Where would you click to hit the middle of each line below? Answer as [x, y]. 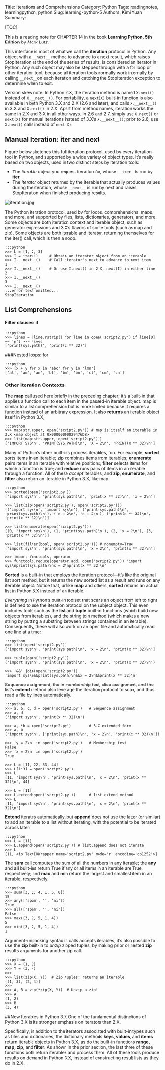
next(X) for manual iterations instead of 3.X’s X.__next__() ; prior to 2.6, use [82, 119]
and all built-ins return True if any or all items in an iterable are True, [74, 868]
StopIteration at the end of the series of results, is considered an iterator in [81, 62]
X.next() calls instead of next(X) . [39, 124]
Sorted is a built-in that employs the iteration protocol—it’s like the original [81, 575]
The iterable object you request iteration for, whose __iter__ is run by [82, 171]
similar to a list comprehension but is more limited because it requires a [77, 406]
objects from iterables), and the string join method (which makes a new [77, 616]
